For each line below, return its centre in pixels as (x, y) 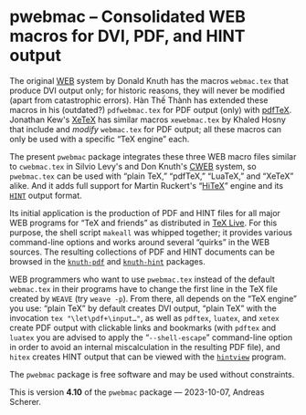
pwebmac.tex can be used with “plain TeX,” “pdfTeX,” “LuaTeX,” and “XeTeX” (152, 176)
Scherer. (26, 401)
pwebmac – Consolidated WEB (128, 17)
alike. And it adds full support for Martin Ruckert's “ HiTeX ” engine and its (147, 185)
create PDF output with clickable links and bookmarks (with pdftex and (143, 327)
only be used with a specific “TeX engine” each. (100, 139)
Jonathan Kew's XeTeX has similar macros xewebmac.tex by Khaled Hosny (148, 119)
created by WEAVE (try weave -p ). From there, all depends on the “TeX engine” (153, 298)
